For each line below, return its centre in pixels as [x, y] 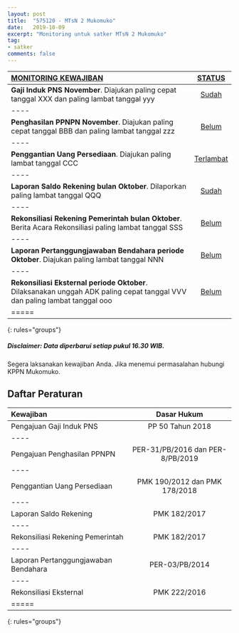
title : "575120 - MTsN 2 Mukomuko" [62, 21]
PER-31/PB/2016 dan [170, 449]
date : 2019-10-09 [36, 27]
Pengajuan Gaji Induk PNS [54, 426]
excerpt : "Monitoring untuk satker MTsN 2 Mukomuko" [87, 34]
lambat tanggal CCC [44, 163]
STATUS [211, 78]
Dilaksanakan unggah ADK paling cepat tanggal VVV [99, 291]
